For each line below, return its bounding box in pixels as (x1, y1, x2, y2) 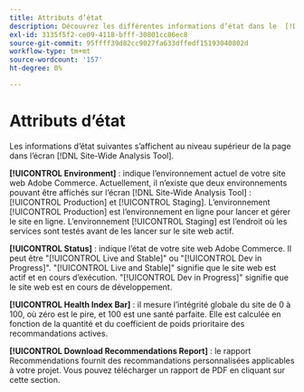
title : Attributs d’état (9, 13, 103, 23)
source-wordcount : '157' (9, 55, 103, 64)
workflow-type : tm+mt (9, 47, 91, 56)
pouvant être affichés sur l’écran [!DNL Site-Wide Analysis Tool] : (9, 186, 252, 197)
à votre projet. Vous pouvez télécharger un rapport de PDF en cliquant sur (9, 364, 285, 376)
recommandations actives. (9, 328, 109, 339)
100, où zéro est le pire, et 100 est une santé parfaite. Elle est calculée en (9, 309, 282, 320)
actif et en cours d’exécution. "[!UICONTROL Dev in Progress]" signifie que (9, 272, 290, 282)
